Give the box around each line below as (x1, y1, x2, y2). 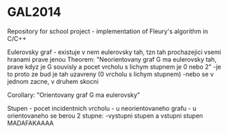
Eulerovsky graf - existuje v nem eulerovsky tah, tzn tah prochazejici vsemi (7, 48, 222, 56)
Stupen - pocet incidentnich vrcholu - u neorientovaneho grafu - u (7, 104, 197, 112)
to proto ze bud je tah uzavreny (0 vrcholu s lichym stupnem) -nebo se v (7, 70, 214, 78)
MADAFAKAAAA (7, 118, 54, 127)
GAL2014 (7, 4, 62, 20)
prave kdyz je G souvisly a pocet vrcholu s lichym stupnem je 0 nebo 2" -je (7, 62, 222, 71)
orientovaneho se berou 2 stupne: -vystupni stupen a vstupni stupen (7, 112, 203, 120)
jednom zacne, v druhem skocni (7, 77, 99, 85)
